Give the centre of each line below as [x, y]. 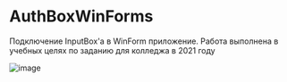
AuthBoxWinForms [81, 16]
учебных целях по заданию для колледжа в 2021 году [113, 50]
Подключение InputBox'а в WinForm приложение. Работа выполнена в [144, 41]
